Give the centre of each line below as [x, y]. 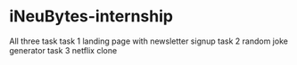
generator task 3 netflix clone [63, 50]
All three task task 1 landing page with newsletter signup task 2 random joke [148, 41]
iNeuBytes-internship [91, 16]
